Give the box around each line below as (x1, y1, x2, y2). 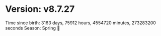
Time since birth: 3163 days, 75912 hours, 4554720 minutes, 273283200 (5, 20, 156, 26)
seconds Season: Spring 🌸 (5, 25, 60, 31)
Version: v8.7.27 (5, 3, 75, 15)
